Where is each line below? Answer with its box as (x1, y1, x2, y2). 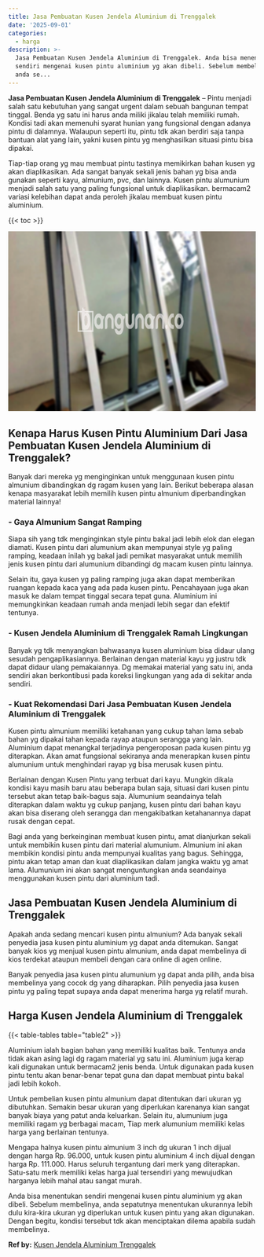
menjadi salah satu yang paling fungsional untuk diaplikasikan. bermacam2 (8, 183, 251, 192)
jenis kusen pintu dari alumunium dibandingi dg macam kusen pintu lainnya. (8, 559, 254, 569)
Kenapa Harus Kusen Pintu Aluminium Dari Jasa (8, 427, 248, 440)
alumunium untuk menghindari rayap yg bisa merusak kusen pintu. (8, 759, 224, 769)
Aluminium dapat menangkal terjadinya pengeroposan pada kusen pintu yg (8, 742, 251, 752)
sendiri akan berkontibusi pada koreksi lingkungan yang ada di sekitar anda (8, 670, 253, 680)
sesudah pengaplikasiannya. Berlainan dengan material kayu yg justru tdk (8, 654, 247, 663)
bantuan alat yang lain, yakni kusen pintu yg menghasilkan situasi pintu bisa (8, 134, 254, 145)
